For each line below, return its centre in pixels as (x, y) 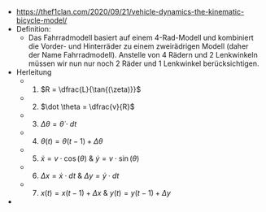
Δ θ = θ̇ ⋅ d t (59, 124)
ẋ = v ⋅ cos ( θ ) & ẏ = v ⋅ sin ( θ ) (90, 158)
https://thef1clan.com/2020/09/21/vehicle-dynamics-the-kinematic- (130, 12)
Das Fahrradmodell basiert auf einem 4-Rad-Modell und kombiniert (141, 37)
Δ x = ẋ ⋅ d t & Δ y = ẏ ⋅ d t (80, 175)
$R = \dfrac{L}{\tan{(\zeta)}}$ (91, 89)
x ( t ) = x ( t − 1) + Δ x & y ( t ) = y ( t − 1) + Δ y (105, 193)
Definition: (33, 29)
